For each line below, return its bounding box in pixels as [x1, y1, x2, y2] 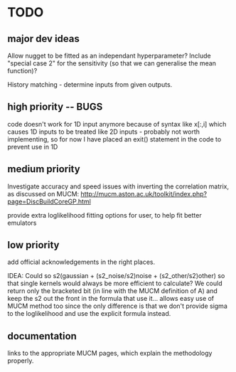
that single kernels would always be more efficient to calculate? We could [7, 279, 222, 288]
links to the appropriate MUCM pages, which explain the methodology [7, 349, 213, 358]
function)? [7, 67, 38, 75]
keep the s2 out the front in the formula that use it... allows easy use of [7, 294, 215, 303]
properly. [7, 356, 34, 365]
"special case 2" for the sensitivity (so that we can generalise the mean [7, 59, 217, 68]
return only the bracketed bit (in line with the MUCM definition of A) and [7, 287, 218, 295]
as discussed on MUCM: [7, 189, 80, 198]
